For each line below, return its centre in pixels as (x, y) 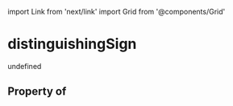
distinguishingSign (72, 44)
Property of (37, 92)
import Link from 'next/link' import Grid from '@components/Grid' (116, 12)
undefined (25, 66)
